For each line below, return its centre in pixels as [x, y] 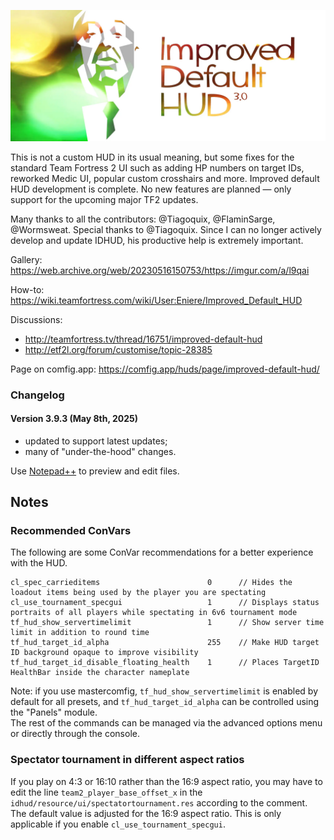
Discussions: [36, 319]
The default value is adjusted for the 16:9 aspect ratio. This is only [146, 813]
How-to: [27, 289]
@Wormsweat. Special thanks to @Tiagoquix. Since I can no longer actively [166, 229]
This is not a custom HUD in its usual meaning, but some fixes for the [152, 157]
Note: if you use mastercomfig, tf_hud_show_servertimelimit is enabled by [164, 691]
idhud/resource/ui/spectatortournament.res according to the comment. [159, 802]
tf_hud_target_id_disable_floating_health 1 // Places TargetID [165, 663]
